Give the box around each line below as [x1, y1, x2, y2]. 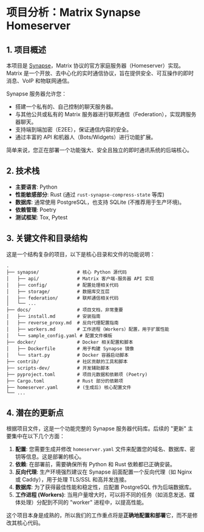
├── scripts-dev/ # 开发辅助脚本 [6, 365, 110, 371]
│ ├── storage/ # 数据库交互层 [6, 289, 110, 295]
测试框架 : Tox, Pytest [15, 214, 68, 221]
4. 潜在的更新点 [6, 408, 64, 418]
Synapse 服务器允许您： [6, 90, 67, 97]
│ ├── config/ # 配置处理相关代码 [6, 282, 119, 288]
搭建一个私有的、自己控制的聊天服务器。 [15, 103, 117, 110]
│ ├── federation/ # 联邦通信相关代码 [6, 295, 119, 301]
